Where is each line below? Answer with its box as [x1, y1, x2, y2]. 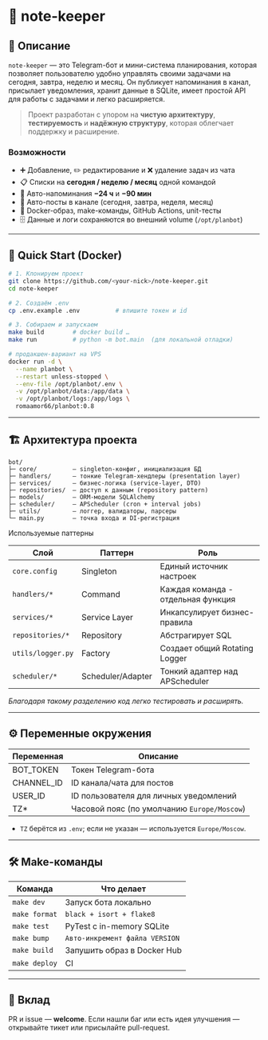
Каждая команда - [160, 583, 234, 594]
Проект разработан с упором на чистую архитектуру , [27, 110, 216, 119]
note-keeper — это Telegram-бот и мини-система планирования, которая [8, 60, 258, 70]
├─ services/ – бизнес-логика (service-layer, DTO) [8, 479, 202, 487]
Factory [81, 647, 110, 658]
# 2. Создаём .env [8, 299, 69, 307]
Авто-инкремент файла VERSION [65, 934, 180, 942]
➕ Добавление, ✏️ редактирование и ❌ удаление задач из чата [19, 166, 235, 175]
